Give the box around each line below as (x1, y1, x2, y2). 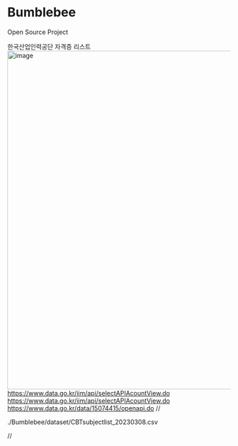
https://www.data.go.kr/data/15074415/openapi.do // (7, 403, 161, 412)
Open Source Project (7, 28, 69, 36)
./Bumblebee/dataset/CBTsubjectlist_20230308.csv (7, 418, 158, 426)
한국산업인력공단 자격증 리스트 (7, 42, 91, 50)
